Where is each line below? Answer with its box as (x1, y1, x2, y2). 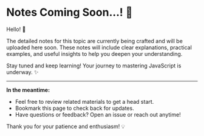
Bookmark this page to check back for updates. (15, 104, 135, 112)
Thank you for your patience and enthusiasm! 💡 (6, 123, 126, 130)
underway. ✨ (6, 68, 39, 75)
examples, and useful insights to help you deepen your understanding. (6, 50, 183, 57)
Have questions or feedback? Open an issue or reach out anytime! (15, 110, 181, 118)
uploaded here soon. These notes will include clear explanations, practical (6, 44, 192, 51)
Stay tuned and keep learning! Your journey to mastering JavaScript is (6, 62, 182, 69)
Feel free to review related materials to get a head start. (15, 98, 154, 105)
